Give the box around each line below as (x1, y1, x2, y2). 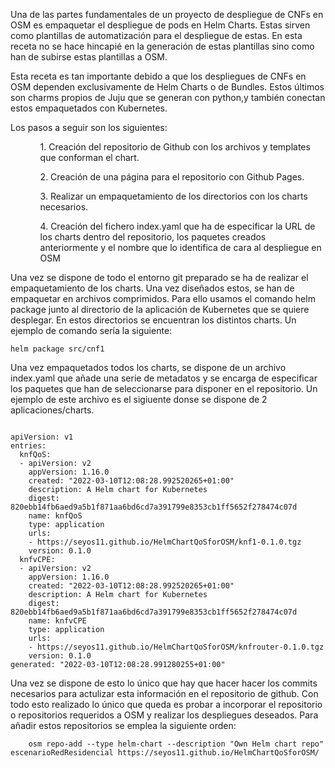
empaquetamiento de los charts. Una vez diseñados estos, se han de (10, 282, 295, 294)
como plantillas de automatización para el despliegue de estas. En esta (10, 30, 303, 41)
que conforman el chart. (39, 152, 140, 163)
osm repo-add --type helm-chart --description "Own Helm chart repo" (28, 739, 325, 749)
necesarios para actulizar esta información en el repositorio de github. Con (10, 688, 319, 699)
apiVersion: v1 (10, 432, 74, 442)
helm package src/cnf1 (10, 344, 105, 354)
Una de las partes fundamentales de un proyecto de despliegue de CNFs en (10, 9, 324, 20)
